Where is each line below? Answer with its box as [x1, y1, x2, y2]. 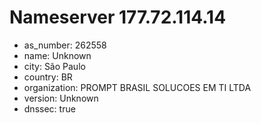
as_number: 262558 [23, 39, 107, 51]
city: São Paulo [23, 60, 86, 72]
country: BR [23, 71, 73, 83]
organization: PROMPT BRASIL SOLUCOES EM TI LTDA [23, 81, 252, 93]
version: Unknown [23, 92, 99, 104]
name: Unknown [23, 49, 92, 61]
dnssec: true [23, 102, 76, 115]
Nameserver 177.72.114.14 [9, 6, 227, 29]
